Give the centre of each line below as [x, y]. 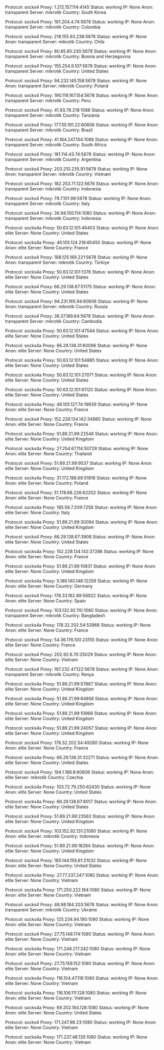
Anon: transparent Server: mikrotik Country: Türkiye [57, 262]
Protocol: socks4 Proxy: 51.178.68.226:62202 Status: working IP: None [76, 493]
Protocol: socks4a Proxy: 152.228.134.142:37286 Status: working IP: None [80, 551]
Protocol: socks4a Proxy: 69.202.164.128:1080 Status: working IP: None [77, 1008]
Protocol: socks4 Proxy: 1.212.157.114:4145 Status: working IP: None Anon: [79, 7]
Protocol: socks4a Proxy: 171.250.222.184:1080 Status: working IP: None [78, 890]
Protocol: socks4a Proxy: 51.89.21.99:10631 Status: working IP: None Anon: [81, 566]
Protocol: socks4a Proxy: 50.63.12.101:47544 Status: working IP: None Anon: [82, 331]
